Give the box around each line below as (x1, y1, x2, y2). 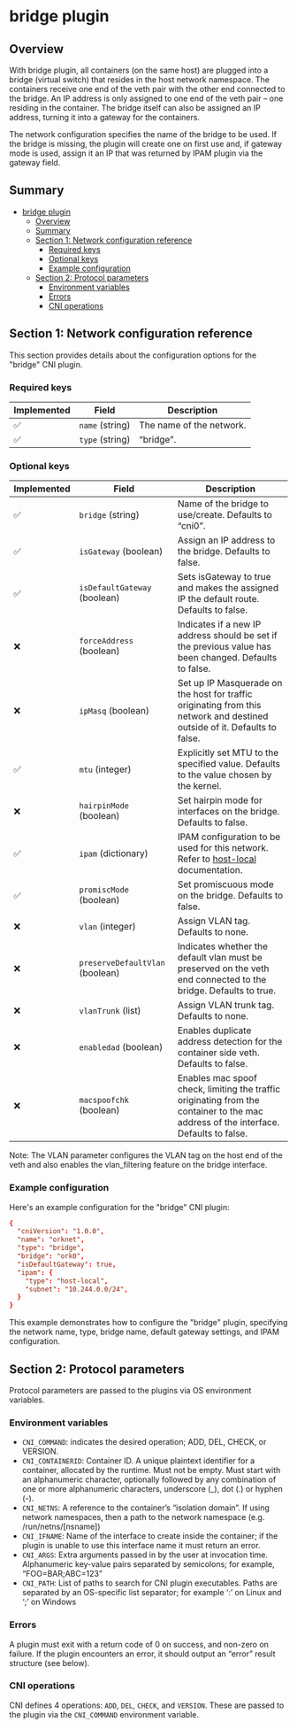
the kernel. (177, 780, 223, 792)
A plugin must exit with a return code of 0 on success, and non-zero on (9, 1639, 270, 1649)
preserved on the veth (177, 962, 270, 975)
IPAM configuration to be (177, 830, 281, 843)
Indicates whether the (177, 940, 268, 953)
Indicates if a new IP (177, 618, 262, 630)
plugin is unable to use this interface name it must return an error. (21, 1540, 261, 1551)
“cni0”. (177, 520, 206, 532)
